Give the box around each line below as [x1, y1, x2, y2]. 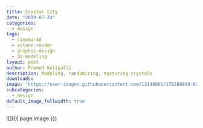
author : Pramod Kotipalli [6, 64, 71, 71]
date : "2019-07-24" [6, 14, 56, 20]
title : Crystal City [6, 8, 59, 15]
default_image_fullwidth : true [6, 98, 85, 104]
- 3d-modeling [11, 53, 47, 59]
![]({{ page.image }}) [6, 115, 57, 122]
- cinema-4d [11, 37, 42, 43]
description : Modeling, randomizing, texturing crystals [6, 70, 153, 76]
